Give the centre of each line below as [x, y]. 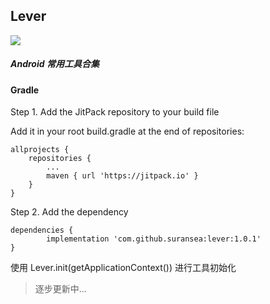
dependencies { [42, 230]
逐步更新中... [60, 289]
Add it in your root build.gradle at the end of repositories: [127, 131]
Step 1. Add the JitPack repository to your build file [115, 112]
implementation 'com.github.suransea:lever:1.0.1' [154, 239]
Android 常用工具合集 [55, 64]
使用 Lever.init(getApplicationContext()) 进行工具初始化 [123, 268]
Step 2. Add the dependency [69, 212]
